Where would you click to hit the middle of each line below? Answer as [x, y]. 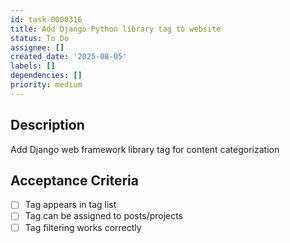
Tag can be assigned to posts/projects [104, 216]
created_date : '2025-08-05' [69, 57]
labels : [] [33, 66]
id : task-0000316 [46, 19]
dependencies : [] [46, 76]
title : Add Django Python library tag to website [116, 29]
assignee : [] [37, 47]
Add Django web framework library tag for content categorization [145, 149]
